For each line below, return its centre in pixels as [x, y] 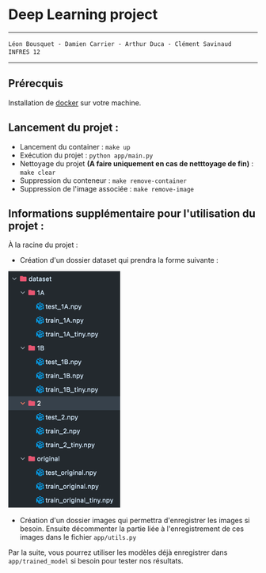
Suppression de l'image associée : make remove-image [106, 188]
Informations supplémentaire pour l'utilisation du [132, 213]
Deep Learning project [83, 15]
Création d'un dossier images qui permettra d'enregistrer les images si [135, 521]
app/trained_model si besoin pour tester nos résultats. [96, 561]
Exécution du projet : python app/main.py [86, 155]
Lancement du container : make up [75, 146]
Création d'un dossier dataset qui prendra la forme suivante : [119, 260]
